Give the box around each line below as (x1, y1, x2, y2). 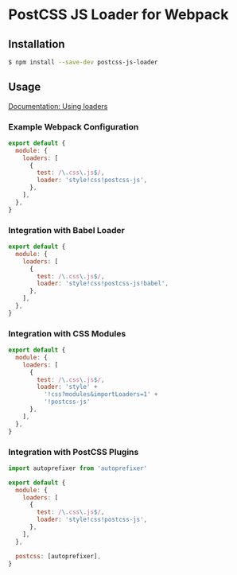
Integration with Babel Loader (8, 224, 125, 235)
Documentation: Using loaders (8, 101, 108, 111)
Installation (8, 37, 65, 51)
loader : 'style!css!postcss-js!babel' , (37, 280, 169, 288)
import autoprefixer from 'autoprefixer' (8, 464, 148, 472)
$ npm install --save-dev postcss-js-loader (8, 58, 158, 66)
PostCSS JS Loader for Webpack (8, 6, 229, 24)
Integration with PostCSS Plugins (8, 446, 139, 457)
